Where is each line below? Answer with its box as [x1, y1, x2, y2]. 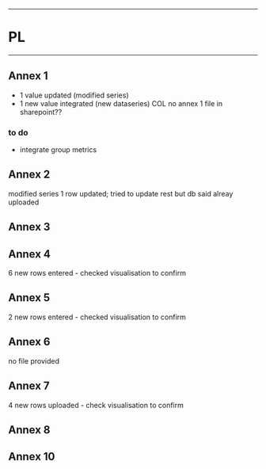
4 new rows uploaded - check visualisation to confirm [8, 400, 184, 410]
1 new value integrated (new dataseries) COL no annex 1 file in [19, 98, 223, 108]
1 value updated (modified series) [19, 90, 129, 100]
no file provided [8, 356, 59, 365]
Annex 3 [8, 220, 51, 234]
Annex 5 [8, 291, 51, 305]
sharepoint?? [19, 107, 63, 116]
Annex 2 [8, 168, 51, 181]
